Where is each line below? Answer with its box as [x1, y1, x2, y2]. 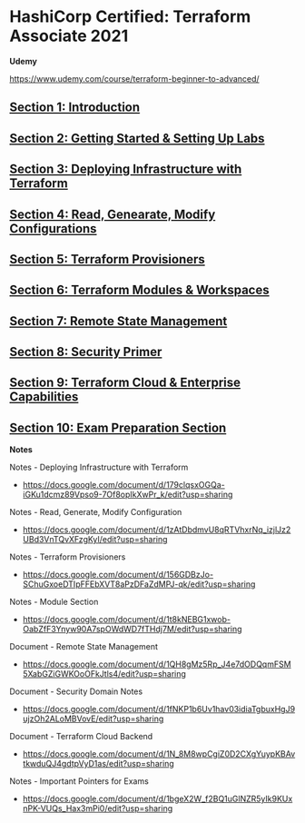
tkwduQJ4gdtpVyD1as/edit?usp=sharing [22, 759, 174, 769]
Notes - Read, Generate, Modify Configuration [9, 507, 182, 518]
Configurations [9, 221, 97, 236]
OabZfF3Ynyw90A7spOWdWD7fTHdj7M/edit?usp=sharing [22, 624, 242, 635]
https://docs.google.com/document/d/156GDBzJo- [22, 570, 214, 580]
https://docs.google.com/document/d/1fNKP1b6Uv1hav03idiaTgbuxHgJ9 [22, 704, 296, 715]
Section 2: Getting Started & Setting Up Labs [9, 130, 265, 146]
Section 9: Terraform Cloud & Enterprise [9, 375, 241, 391]
